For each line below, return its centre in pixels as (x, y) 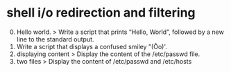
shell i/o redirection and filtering (101, 13)
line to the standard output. (55, 39)
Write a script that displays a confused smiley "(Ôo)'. (92, 46)
